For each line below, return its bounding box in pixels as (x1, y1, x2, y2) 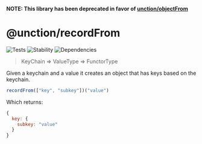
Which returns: (6, 98, 43, 105)
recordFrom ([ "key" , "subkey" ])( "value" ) (6, 87, 110, 93)
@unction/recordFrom (6, 27, 121, 40)
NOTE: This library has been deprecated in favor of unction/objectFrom (6, 5, 188, 12)
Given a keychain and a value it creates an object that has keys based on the (6, 69, 197, 77)
